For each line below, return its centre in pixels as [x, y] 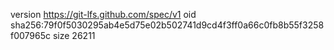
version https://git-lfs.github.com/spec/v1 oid [103, 14]
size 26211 [74, 35]
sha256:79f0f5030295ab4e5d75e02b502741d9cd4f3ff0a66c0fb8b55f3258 [167, 25]
